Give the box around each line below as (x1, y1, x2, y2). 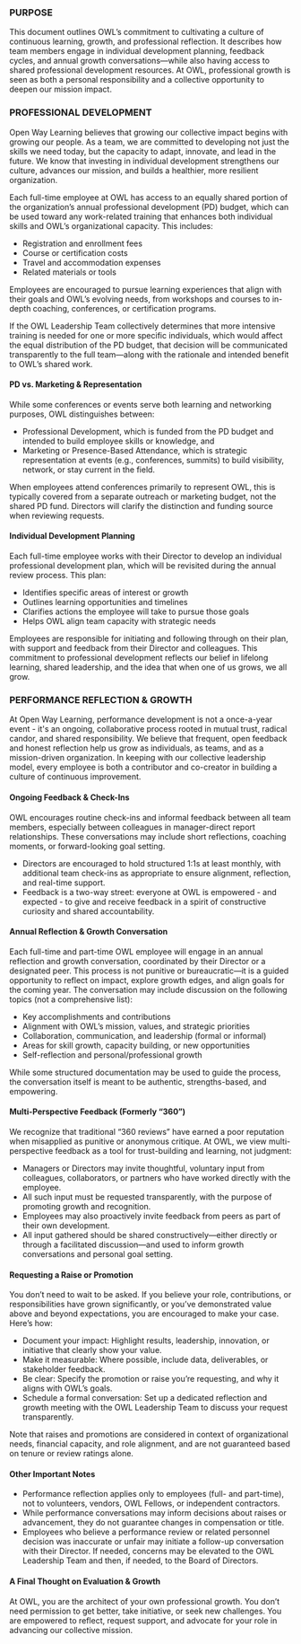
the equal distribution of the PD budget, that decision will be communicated (9, 339, 288, 350)
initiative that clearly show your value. (21, 1345, 163, 1356)
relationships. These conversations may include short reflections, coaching (9, 831, 287, 841)
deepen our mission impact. (9, 84, 112, 95)
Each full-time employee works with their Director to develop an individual (9, 550, 282, 561)
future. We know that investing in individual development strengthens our (9, 155, 279, 166)
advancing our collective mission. (9, 1624, 133, 1635)
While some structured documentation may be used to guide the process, (9, 1067, 281, 1077)
